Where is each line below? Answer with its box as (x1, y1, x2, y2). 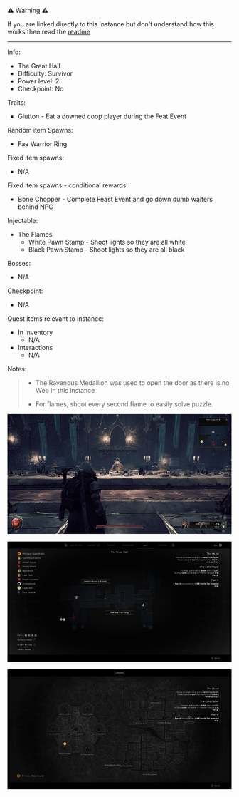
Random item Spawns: (7, 126, 73, 134)
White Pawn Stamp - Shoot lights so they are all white (28, 238, 186, 246)
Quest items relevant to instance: (7, 314, 105, 323)
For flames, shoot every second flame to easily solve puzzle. (35, 400, 213, 408)
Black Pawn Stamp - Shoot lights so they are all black (28, 245, 185, 254)
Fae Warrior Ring (17, 140, 68, 148)
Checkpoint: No (17, 85, 64, 93)
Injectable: (7, 217, 38, 225)
